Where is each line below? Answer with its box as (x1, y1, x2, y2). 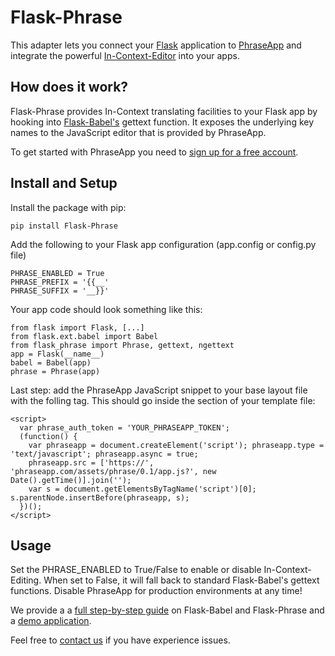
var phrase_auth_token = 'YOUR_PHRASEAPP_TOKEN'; (19, 422, 230, 433)
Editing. (10, 574, 42, 586)
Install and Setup (10, 175, 118, 192)
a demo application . (10, 615, 92, 627)
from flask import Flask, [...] (10, 322, 145, 333)
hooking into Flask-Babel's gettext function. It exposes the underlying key (10, 116, 315, 128)
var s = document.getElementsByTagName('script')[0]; (28, 484, 257, 494)
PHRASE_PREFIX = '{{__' (10, 277, 110, 287)
